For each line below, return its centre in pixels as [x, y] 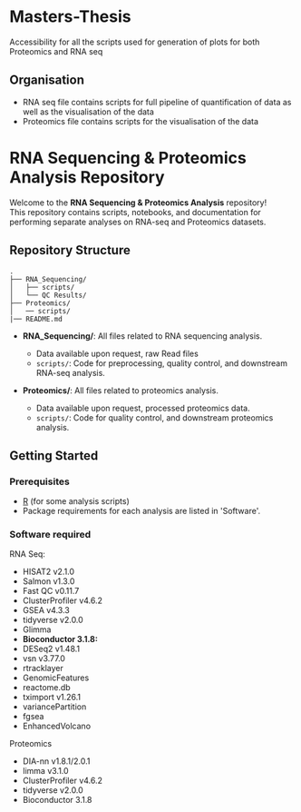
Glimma [37, 629]
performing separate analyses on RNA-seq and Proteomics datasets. [138, 222]
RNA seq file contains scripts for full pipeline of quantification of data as [157, 102]
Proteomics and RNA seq [56, 51]
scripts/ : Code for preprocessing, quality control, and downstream [162, 363]
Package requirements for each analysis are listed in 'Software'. [141, 511]
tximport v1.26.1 [52, 698]
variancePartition [54, 707]
